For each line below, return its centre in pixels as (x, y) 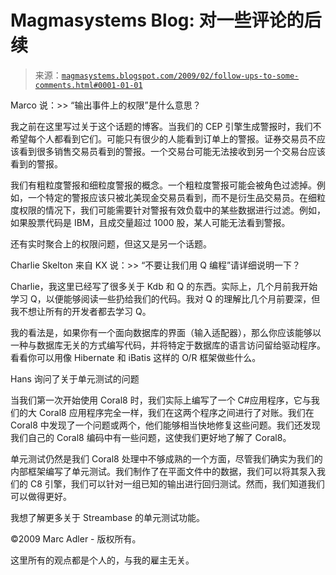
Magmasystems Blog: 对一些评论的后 (166, 20)
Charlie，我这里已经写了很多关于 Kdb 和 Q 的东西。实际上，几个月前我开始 (164, 286)
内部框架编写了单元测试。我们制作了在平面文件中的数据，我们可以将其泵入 (163, 471)
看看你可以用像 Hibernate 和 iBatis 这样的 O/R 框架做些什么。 (136, 357)
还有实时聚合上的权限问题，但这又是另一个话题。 (111, 243)
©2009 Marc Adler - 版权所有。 (76, 538)
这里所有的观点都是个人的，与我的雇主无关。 (102, 560)
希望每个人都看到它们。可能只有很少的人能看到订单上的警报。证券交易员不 (163, 138)
